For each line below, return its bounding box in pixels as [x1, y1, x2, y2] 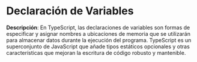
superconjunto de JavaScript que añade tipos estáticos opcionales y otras [6, 43, 190, 50]
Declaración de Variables [6, 4, 134, 18]
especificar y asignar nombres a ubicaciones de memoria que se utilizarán [6, 30, 191, 37]
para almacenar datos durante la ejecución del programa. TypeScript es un [6, 36, 192, 44]
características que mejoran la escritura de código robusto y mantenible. [6, 49, 186, 56]
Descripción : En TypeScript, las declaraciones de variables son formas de [6, 24, 190, 31]
